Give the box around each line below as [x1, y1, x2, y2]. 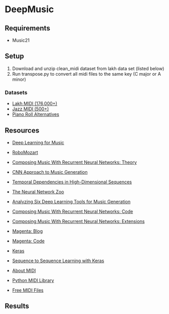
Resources [5, 126, 40, 135]
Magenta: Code [12, 238, 45, 244]
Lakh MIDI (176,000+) [12, 101, 57, 107]
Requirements [5, 24, 50, 33]
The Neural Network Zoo [12, 189, 64, 195]
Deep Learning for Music [12, 139, 64, 145]
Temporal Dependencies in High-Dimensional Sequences [12, 179, 132, 185]
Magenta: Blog [12, 228, 43, 234]
